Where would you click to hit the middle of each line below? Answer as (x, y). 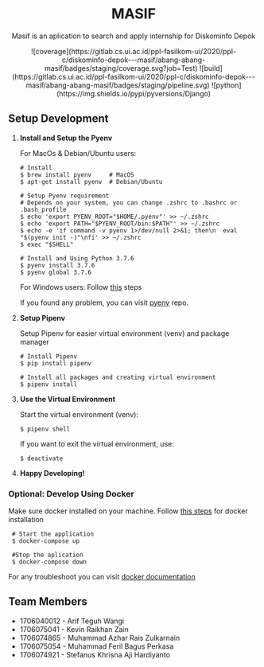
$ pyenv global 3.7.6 (55, 272)
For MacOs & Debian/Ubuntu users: (78, 153)
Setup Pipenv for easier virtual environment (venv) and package (124, 333)
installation (26, 520)
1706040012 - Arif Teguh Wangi (72, 621)
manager (35, 341)
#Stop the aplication (47, 555)
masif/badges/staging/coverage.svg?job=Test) (121, 68)
